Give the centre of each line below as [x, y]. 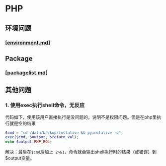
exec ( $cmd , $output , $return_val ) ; [42, 137]
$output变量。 [20, 158]
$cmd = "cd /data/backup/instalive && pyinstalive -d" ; [64, 133]
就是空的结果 [22, 123]
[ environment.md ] [28, 43]
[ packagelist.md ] [27, 72]
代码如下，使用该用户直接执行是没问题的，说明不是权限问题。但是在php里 [81, 117]
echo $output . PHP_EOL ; [29, 142]
